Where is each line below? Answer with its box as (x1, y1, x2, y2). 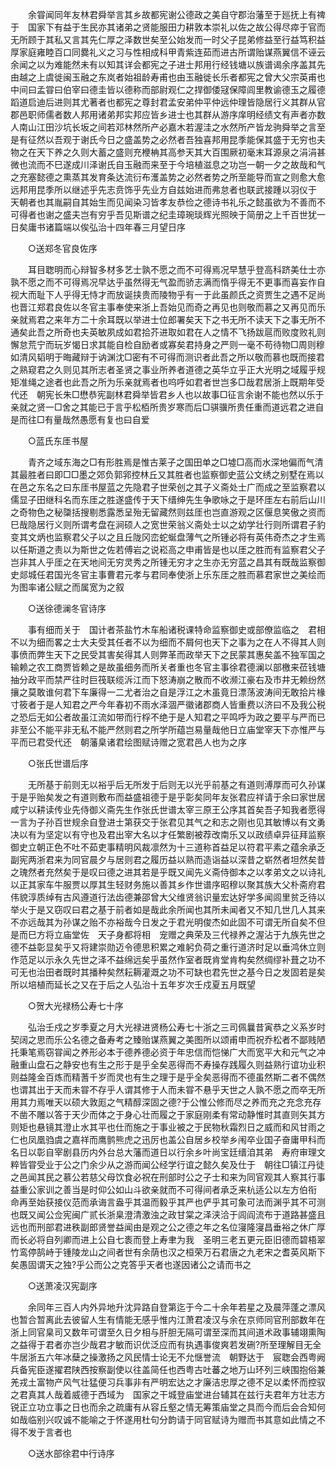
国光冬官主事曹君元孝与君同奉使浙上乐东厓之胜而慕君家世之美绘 (53, 569, 317, 580)
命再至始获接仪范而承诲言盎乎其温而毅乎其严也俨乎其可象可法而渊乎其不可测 (10, 1196, 326, 1208)
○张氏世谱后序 (27, 758, 89, 769)
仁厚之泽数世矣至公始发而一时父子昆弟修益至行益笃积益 (97, 34, 326, 45)
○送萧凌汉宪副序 (27, 1280, 98, 1292)
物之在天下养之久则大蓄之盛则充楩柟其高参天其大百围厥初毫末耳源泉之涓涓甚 (10, 146, 326, 158)
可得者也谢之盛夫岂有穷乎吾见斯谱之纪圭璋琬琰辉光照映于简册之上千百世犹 (10, 209, 317, 220)
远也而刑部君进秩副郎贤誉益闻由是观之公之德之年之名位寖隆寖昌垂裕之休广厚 (10, 1221, 326, 1233)
